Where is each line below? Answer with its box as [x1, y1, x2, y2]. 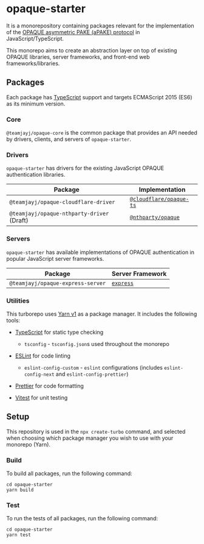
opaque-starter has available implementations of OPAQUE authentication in [6, 249, 195, 256]
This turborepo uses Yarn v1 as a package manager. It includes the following [6, 310, 197, 317]
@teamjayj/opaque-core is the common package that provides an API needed [6, 129, 197, 136]
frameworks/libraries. [6, 60, 60, 67]
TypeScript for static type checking [15, 328, 104, 336]
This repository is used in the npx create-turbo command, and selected [6, 428, 186, 435]
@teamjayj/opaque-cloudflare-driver [9, 199, 115, 206]
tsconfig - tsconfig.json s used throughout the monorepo [24, 340, 170, 347]
